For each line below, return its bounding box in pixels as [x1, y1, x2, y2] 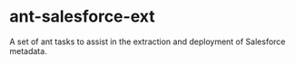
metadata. [9, 45, 47, 56]
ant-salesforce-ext [9, 6, 156, 27]
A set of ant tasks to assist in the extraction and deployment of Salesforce [9, 36, 286, 47]
